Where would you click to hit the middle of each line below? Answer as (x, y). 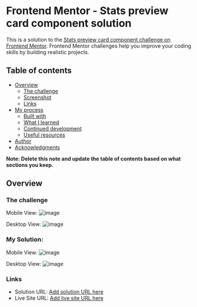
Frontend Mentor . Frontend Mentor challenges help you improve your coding (99, 46)
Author (23, 141)
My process (29, 109)
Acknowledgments (37, 147)
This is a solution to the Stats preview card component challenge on (88, 39)
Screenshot (37, 97)
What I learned (41, 122)
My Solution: (25, 239)
